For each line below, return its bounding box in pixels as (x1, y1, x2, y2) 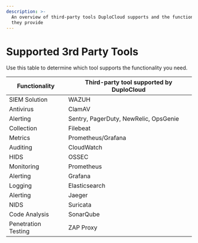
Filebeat (68, 124, 91, 132)
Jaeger (68, 191, 88, 199)
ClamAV (68, 105, 91, 114)
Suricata (68, 201, 92, 209)
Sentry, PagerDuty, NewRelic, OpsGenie (68, 115, 180, 123)
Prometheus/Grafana (68, 134, 127, 142)
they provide (11, 19, 44, 25)
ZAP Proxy (68, 224, 98, 232)
